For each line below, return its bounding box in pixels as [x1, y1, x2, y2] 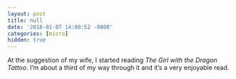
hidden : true [7, 37, 46, 44]
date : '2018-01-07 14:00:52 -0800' [7, 23, 113, 30]
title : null [7, 17, 43, 24]
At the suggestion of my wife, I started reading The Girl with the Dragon [7, 56, 217, 64]
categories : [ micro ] [7, 30, 69, 37]
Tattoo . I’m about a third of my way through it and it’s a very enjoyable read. [7, 63, 230, 72]
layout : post [7, 10, 46, 18]
